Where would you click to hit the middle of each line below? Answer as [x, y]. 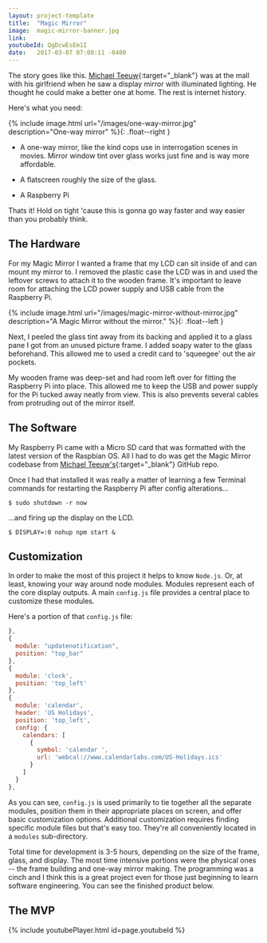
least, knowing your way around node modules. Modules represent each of [132, 584]
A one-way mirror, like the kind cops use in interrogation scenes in [129, 147]
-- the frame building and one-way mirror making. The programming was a [131, 868]
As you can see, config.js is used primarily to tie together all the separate [130, 802]
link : [17, 38]
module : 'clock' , [44, 676]
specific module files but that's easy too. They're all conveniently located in [132, 827]
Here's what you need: [45, 108]
